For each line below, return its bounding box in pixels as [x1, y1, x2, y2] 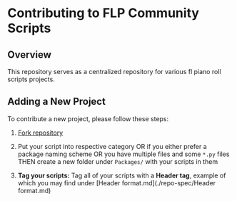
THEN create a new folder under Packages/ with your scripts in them [17, 157, 218, 165]
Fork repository [17, 128, 64, 137]
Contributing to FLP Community [7, 5, 200, 21]
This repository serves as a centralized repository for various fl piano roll [7, 68, 221, 76]
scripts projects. [7, 75, 55, 83]
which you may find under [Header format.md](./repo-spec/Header [17, 178, 216, 187]
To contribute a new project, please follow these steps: [7, 114, 169, 123]
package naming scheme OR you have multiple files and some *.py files [17, 150, 230, 158]
